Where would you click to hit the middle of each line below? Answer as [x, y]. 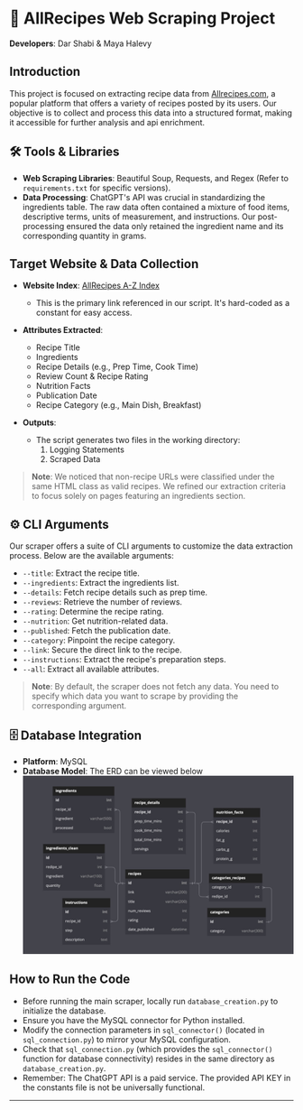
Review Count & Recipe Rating [92, 376]
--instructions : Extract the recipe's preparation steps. [124, 660]
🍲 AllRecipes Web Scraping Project [142, 18]
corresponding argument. [79, 706]
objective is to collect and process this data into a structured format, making [151, 113]
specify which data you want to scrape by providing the [135, 696]
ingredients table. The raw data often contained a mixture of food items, [156, 207]
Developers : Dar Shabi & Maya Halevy [81, 43]
